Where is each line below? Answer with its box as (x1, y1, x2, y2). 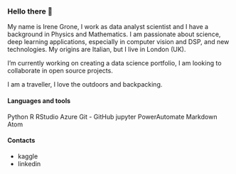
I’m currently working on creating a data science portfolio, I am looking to (7, 59, 222, 67)
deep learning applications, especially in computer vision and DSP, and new (7, 38, 230, 46)
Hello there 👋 (7, 6, 53, 16)
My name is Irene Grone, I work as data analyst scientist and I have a (7, 23, 208, 31)
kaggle (17, 152, 38, 161)
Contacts (7, 136, 36, 145)
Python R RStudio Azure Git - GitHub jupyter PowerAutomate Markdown (7, 112, 218, 121)
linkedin (17, 159, 41, 168)
